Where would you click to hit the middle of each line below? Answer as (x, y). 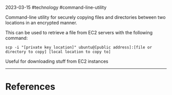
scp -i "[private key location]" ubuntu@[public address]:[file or (79, 47)
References (30, 87)
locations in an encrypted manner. (41, 23)
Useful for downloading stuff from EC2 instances (57, 61)
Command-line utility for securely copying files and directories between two (85, 17)
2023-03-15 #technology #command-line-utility (56, 7)
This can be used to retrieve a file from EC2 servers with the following (79, 32)
